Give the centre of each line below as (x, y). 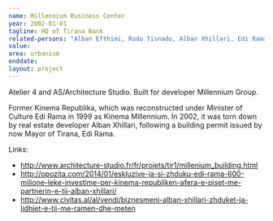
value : (19, 46)
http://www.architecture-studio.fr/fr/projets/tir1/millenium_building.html (139, 165)
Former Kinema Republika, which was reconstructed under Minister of (126, 107)
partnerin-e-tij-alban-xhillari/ (68, 191)
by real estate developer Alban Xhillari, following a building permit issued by (135, 125)
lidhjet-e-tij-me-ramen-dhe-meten (78, 208)
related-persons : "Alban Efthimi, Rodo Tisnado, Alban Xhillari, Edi (129, 39)
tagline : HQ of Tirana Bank (56, 31)
